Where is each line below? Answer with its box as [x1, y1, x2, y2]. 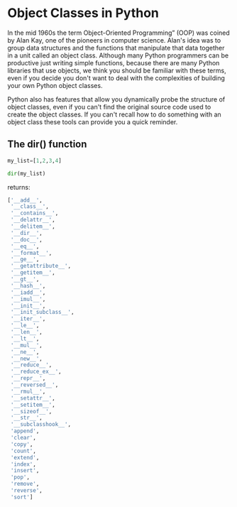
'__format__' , [10, 249, 53, 256]
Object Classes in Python [7, 5, 160, 21]
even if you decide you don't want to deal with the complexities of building [7, 73, 225, 82]
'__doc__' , [10, 236, 43, 243]
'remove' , [10, 481, 40, 488]
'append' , [10, 427, 40, 435]
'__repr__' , [10, 375, 46, 382]
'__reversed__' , [10, 381, 59, 388]
